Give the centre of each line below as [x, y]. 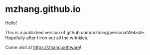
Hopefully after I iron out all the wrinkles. [47, 38]
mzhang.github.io [43, 9]
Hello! [11, 23]
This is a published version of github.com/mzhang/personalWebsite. [75, 32]
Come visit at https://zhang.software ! [43, 47]
